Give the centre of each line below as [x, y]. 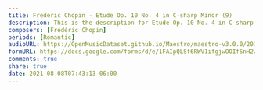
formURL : [22, 52]
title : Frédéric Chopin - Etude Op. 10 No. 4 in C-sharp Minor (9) [121, 15]
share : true [27, 67]
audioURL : [24, 45]
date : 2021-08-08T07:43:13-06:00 [63, 74]
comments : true [33, 59]
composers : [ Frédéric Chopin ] [58, 30]
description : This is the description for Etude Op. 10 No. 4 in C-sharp [131, 23]
